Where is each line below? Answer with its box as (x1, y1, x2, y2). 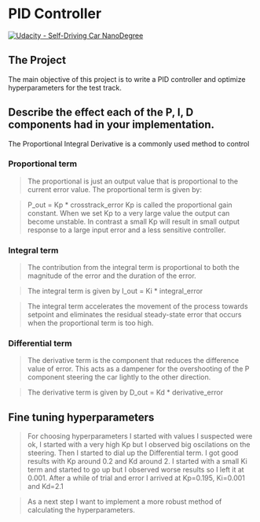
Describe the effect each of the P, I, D (8, 106, 194, 119)
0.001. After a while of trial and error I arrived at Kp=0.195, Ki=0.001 (27, 473, 245, 483)
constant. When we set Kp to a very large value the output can (27, 208, 230, 217)
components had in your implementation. (8, 118, 214, 131)
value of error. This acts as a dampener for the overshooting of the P (27, 364, 250, 374)
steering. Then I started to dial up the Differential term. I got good (27, 448, 239, 457)
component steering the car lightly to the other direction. (27, 372, 211, 382)
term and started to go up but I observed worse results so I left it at (27, 465, 245, 475)
